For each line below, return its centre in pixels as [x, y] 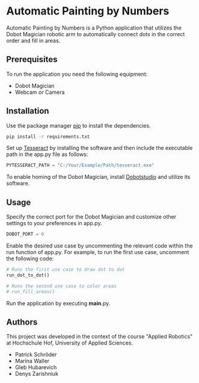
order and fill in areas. [33, 40]
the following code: [30, 258]
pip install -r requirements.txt [48, 137]
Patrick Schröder [36, 355]
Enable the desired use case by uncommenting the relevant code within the [100, 246]
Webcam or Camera [40, 92]
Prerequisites [32, 59]
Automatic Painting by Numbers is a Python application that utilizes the [94, 28]
